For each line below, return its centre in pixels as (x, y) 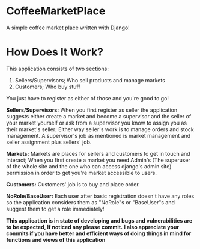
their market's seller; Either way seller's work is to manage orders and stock (100, 129)
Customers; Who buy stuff (47, 87)
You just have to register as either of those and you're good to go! (88, 98)
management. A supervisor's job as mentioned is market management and (98, 135)
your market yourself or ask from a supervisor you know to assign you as (97, 123)
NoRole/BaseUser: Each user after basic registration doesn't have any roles (100, 196)
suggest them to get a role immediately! (55, 209)
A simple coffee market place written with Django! (68, 28)
